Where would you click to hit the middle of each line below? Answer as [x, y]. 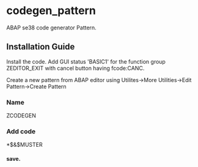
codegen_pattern [51, 11]
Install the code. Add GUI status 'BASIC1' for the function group [86, 61]
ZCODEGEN [21, 116]
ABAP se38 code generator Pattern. [51, 28]
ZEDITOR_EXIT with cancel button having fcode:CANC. [75, 68]
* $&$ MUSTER [24, 145]
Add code [21, 131]
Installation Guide [41, 47]
